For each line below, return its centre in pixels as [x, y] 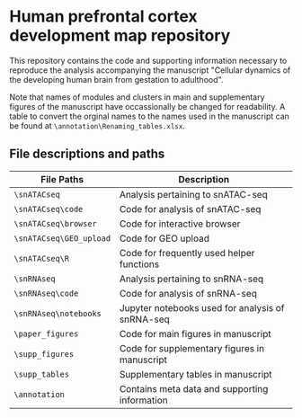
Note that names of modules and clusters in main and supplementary [137, 97]
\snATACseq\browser [55, 223]
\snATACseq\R [42, 258]
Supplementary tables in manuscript [195, 374]
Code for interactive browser [180, 224]
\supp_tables [42, 374]
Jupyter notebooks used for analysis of [202, 307]
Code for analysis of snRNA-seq [188, 293]
